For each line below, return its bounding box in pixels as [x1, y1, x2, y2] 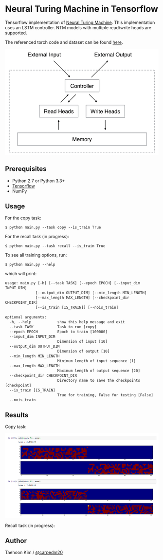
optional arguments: [5, 315, 47, 320]
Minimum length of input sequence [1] [57, 359, 136, 364]
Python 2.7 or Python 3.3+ [12, 178, 65, 184]
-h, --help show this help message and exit [9, 320, 125, 325]
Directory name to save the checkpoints [57, 378, 140, 383]
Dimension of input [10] [57, 339, 108, 344]
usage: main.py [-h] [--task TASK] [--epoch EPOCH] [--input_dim [5, 281, 140, 286]
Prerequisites [5, 165, 47, 173]
